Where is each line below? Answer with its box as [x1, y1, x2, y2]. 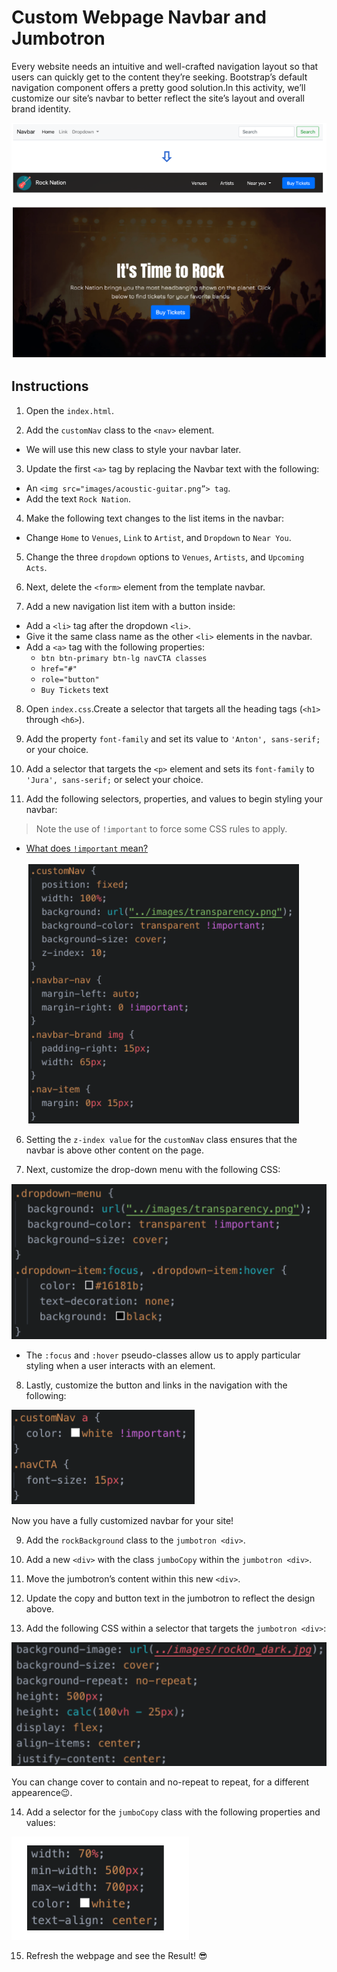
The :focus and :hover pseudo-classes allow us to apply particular [25, 1349, 301, 1361]
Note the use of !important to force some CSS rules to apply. [35, 822, 288, 835]
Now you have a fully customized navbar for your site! [11, 1515, 234, 1527]
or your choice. [25, 743, 89, 755]
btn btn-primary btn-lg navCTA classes [40, 653, 208, 663]
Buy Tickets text [40, 683, 109, 695]
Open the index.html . [25, 404, 115, 416]
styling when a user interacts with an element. [25, 1360, 216, 1372]
